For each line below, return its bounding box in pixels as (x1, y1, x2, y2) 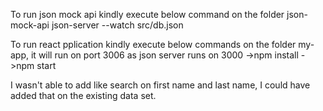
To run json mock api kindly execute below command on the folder (10, 9, 285, 20)
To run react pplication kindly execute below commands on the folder (10, 39, 297, 50)
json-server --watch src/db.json (51, 19, 184, 31)
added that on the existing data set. (10, 90, 157, 101)
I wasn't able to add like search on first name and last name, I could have (10, 79, 311, 91)
